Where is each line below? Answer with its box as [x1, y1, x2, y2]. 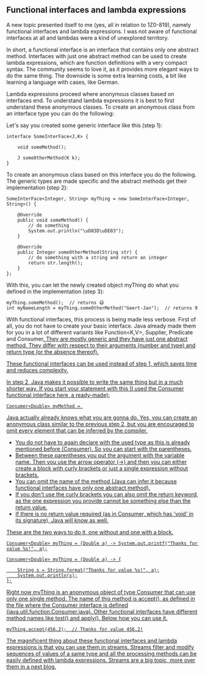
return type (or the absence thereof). [6, 348, 99, 355]
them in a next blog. [6, 663, 57, 670]
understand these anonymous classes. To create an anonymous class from [6, 103, 195, 111]
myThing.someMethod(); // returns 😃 [6, 299, 104, 306]
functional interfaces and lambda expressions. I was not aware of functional [6, 28, 197, 35]
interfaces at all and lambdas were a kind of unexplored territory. [6, 34, 169, 42]
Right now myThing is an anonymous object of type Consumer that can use [6, 588, 196, 595]
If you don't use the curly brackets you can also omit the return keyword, [15, 490, 198, 498]
